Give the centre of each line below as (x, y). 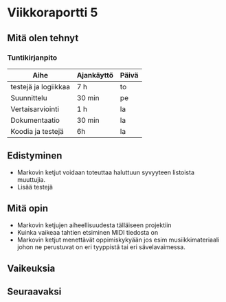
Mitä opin (28, 208)
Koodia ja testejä (37, 131)
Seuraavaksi (34, 292)
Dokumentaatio (35, 120)
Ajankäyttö (95, 75)
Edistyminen (35, 156)
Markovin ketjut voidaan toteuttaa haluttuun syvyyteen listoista (105, 172)
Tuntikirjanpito (32, 58)
